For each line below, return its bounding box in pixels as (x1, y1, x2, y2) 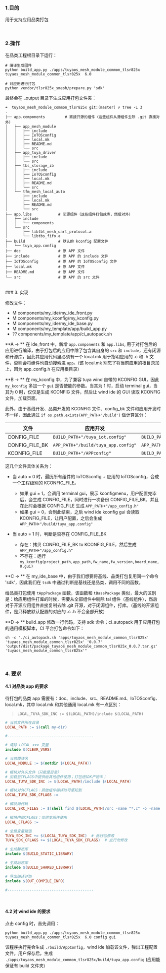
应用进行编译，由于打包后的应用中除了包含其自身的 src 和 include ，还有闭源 (5, 347, 161, 353)
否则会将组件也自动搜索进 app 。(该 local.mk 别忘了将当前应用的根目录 (13, 360, 156, 366)
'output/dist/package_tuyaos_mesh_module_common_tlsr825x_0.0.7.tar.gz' (5, 644, 158, 649)
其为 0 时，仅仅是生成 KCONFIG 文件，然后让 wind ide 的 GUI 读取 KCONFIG (5, 389, 161, 395)
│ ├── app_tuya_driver (5, 150, 56, 155)
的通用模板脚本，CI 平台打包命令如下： (5, 625, 84, 631)
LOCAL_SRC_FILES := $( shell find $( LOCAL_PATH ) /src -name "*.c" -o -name (5, 806, 161, 811)
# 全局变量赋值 (5, 829, 32, 834)
